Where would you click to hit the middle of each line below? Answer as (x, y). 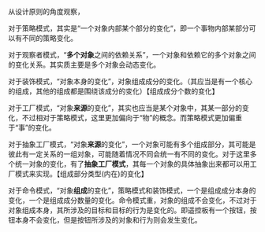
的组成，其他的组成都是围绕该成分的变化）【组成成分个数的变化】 (114, 91)
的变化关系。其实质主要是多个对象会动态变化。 (84, 64)
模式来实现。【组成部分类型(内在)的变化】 (81, 174)
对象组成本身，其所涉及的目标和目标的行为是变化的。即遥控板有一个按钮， (129, 210)
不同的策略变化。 (49, 38)
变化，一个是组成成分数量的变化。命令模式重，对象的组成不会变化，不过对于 (132, 200)
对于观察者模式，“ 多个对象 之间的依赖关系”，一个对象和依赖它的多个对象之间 (132, 55)
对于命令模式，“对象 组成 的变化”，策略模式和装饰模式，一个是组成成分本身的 (132, 190)
